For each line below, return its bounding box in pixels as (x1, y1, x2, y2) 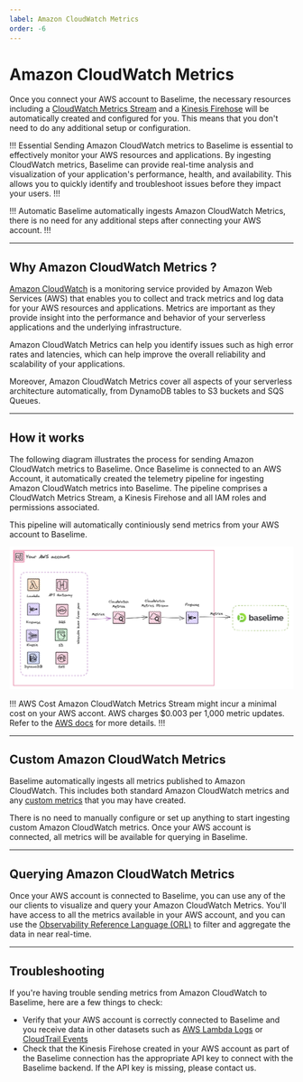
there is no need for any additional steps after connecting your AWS (9, 215, 262, 226)
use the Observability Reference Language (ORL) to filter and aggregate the (9, 919, 291, 930)
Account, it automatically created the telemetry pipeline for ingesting (9, 473, 264, 484)
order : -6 (9, 23, 47, 33)
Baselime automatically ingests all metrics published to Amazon (9, 776, 246, 787)
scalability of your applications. (9, 359, 125, 369)
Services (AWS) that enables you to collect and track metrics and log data (9, 294, 284, 304)
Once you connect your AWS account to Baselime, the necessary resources (9, 94, 291, 105)
